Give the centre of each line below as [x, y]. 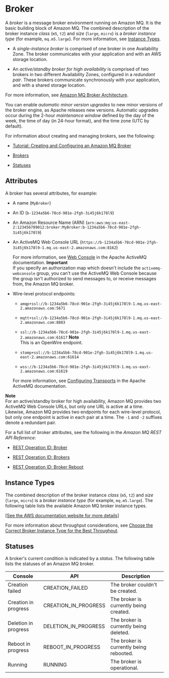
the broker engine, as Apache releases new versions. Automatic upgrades [82, 110]
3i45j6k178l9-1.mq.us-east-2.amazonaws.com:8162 [64, 248]
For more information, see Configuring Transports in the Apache [79, 381]
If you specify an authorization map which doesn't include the [76, 268]
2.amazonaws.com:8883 [43, 322]
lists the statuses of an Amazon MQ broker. [50, 564]
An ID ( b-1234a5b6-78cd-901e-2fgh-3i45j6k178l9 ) [63, 213]
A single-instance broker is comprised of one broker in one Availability [85, 48]
